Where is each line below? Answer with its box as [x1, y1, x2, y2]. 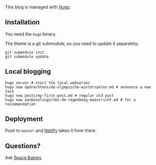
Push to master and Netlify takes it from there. [5, 128, 97, 133]
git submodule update [5, 54, 49, 59]
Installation [5, 18, 40, 26]
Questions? [5, 142, 41, 150]
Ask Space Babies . [5, 155, 43, 161]
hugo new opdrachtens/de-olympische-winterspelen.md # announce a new [5, 85, 151, 90]
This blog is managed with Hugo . [5, 4, 71, 10]
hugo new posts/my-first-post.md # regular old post [5, 93, 114, 98]
